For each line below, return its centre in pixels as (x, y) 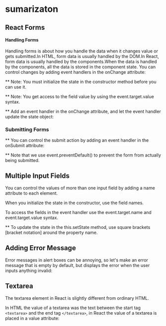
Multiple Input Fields (37, 176)
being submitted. (22, 161)
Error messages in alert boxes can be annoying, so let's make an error (77, 260)
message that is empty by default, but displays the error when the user (78, 265)
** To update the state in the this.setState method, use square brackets (78, 227)
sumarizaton (32, 9)
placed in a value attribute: (32, 318)
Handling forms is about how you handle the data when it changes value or (82, 51)
